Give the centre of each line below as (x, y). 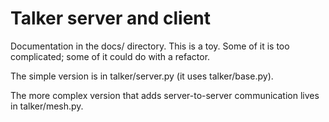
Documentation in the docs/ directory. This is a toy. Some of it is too (150, 46)
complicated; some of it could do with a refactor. (110, 56)
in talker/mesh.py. (47, 106)
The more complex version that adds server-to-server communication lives (165, 95)
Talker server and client (110, 18)
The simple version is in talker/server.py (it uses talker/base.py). (142, 76)
